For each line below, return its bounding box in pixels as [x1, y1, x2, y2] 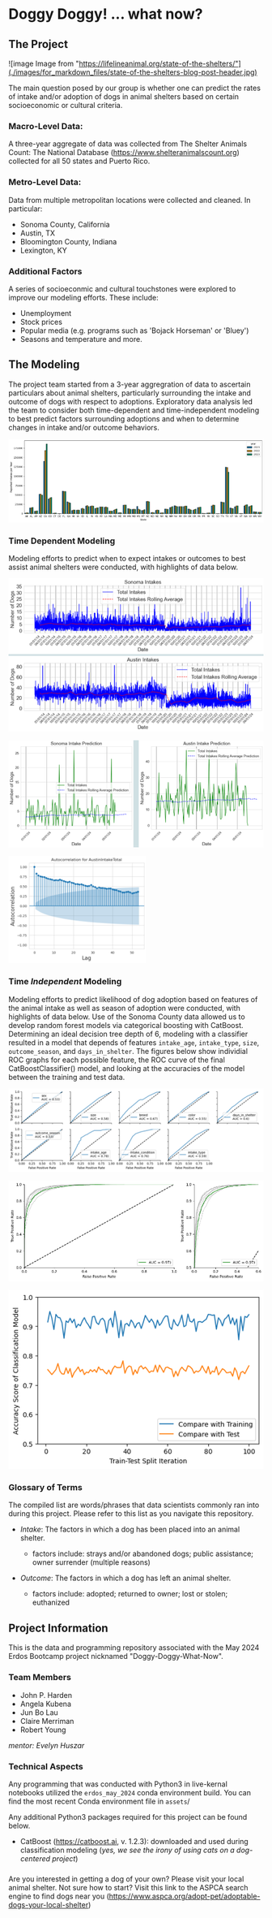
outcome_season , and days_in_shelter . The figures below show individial [8, 1046, 249, 1056]
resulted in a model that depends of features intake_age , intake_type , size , [8, 1037, 260, 1048]
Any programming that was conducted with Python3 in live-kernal [8, 1779, 228, 1789]
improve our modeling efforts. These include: [8, 292, 159, 302]
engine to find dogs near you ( [8, 1891, 109, 1901]
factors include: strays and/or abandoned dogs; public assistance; [32, 1549, 253, 1559]
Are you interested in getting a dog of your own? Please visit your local [8, 1873, 244, 1884]
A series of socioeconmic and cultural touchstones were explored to [8, 283, 236, 293]
